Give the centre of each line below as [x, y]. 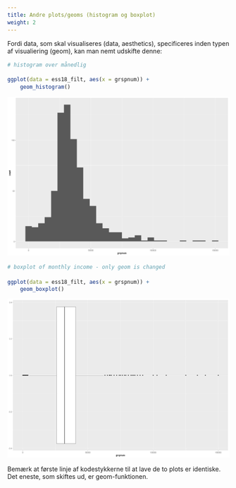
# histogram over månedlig [47, 65]
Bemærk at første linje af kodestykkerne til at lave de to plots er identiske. [114, 469]
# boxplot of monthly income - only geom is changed [86, 267]
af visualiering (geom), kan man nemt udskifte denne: [85, 51]
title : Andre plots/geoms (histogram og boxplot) [82, 15]
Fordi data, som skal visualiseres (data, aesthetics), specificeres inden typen [118, 43]
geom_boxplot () [42, 290]
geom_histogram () [45, 87]
